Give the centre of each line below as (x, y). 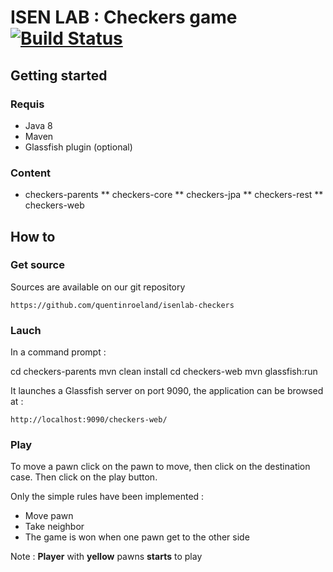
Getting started (59, 75)
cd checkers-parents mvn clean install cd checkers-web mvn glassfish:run (164, 372)
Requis (27, 104)
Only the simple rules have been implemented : (107, 497)
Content (31, 173)
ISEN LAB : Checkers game (124, 17)
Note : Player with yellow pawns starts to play (106, 557)
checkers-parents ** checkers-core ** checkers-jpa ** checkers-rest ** (174, 195)
